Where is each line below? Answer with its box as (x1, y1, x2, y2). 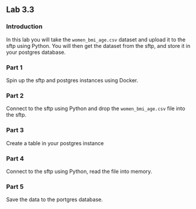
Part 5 (6, 182, 24, 191)
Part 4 (6, 154, 24, 162)
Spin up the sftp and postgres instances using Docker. (6, 76, 139, 83)
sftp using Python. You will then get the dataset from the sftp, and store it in (6, 42, 191, 49)
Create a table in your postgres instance (6, 139, 104, 147)
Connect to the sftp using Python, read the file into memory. (6, 168, 153, 175)
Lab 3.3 (6, 5, 34, 15)
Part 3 (6, 126, 24, 134)
